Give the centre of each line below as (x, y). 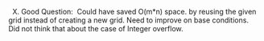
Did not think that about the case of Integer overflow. (96, 29)
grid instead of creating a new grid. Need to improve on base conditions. (129, 20)
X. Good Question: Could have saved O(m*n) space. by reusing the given (134, 12)
